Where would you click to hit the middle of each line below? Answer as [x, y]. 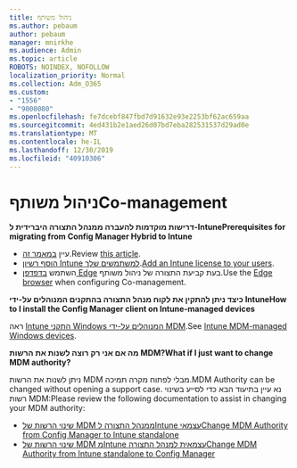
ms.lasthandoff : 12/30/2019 [62, 150]
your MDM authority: [47, 408]
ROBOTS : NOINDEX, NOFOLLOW [59, 68]
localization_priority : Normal [67, 76]
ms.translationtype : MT [54, 134]
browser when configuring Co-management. [104, 283]
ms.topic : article [43, 59]
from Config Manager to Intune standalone [101, 435]
